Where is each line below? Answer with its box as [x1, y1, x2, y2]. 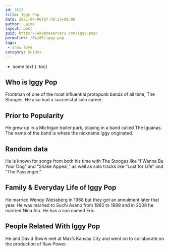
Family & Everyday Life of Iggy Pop [5, 183, 117, 192]
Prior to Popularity [5, 111, 64, 120]
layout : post [5, 26, 33, 31]
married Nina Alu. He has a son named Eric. [5, 207, 96, 213]
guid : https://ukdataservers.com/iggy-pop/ [5, 31, 98, 36]
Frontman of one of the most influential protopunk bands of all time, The [5, 91, 155, 97]
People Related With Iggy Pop [5, 222, 100, 231]
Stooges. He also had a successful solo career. [5, 97, 103, 103]
